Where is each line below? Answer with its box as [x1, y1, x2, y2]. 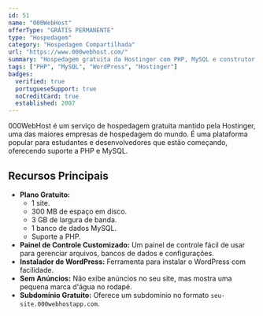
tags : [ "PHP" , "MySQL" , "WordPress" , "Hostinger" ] [8, 63, 178, 71]
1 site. [31, 198, 50, 207]
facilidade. [19, 265, 54, 274]
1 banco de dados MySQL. [31, 223, 117, 232]
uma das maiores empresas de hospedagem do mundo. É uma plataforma [8, 129, 248, 139]
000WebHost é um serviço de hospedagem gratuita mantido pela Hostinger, [8, 121, 256, 131]
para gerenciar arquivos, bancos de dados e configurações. [19, 248, 214, 258]
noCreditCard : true [15, 92, 80, 100]
